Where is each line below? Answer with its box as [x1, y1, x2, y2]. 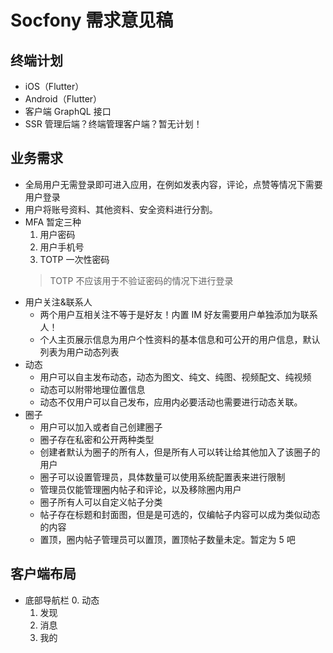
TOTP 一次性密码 [39, 253, 110, 265]
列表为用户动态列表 [39, 346, 120, 358]
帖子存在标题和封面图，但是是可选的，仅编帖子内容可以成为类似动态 [39, 508, 321, 520]
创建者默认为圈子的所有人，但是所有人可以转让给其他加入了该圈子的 [39, 446, 321, 458]
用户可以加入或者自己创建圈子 [39, 421, 163, 433]
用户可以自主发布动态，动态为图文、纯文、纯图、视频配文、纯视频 [39, 371, 312, 383]
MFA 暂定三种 [24, 216, 82, 228]
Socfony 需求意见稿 [10, 9, 174, 32]
